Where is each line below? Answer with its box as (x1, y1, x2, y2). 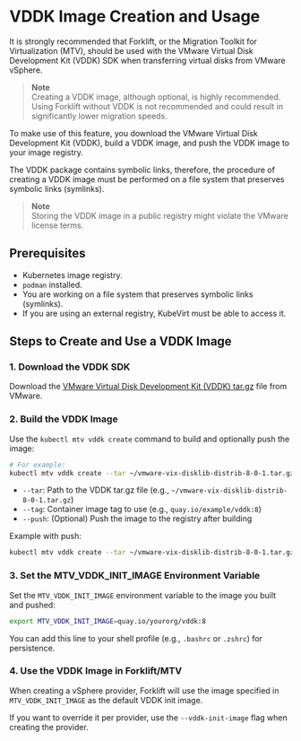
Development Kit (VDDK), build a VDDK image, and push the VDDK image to (9, 137, 290, 148)
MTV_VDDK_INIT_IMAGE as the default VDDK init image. (9, 694, 203, 705)
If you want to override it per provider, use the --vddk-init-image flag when (9, 711, 288, 723)
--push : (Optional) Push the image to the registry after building (21, 513, 253, 524)
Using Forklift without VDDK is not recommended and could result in (30, 100, 284, 111)
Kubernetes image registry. (21, 269, 123, 280)
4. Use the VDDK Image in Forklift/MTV (9, 665, 182, 677)
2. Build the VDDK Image (9, 413, 118, 425)
